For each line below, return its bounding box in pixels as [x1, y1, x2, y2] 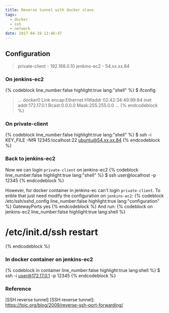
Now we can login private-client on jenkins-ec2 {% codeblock [5, 166, 139, 172]
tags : [5, 12, 17, 17]
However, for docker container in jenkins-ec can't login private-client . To [5, 187, 161, 193]
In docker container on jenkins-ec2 [5, 256, 94, 263]
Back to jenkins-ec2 [5, 155, 56, 162]
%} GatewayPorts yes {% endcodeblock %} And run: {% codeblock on [5, 203, 153, 209]
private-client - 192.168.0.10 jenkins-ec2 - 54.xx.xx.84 [17, 63, 130, 69]
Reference [5, 285, 31, 292]
